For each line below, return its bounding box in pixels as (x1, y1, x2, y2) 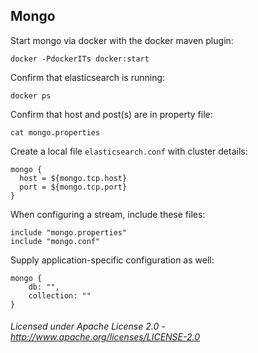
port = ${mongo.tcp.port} (19, 182, 128, 192)
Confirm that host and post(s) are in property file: (10, 108, 213, 120)
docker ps (10, 90, 52, 101)
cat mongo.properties (10, 127, 101, 138)
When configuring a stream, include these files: (10, 208, 206, 220)
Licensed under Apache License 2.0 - (10, 320, 166, 333)
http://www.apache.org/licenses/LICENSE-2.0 (10, 331, 201, 343)
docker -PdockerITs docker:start (10, 54, 150, 64)
